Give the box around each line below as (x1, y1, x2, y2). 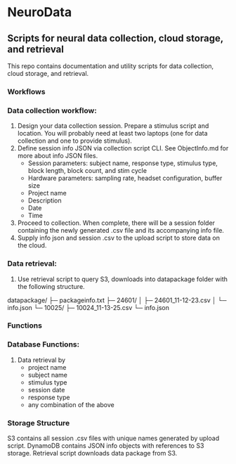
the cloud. (17, 241, 47, 250)
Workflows (7, 86, 46, 96)
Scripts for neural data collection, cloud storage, (7, 32, 223, 44)
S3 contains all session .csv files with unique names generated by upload (7, 434, 220, 443)
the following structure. (17, 282, 86, 290)
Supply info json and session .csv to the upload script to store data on (17, 233, 220, 243)
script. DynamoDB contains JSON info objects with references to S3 (7, 442, 204, 450)
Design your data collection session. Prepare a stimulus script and (17, 122, 209, 130)
